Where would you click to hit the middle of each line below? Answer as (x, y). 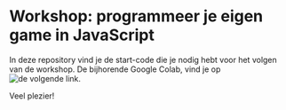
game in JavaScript (82, 35)
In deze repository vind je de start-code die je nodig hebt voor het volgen (143, 59)
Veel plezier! (32, 96)
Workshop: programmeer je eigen (136, 16)
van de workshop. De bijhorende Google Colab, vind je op (115, 69)
